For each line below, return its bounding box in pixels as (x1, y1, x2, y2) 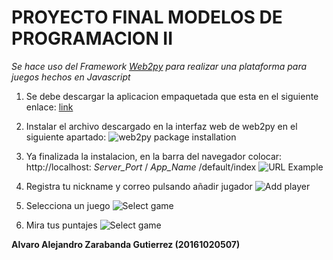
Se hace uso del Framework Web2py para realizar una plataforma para (11, 60, 308, 72)
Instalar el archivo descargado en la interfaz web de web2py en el (25, 120, 298, 132)
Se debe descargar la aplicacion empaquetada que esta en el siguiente (25, 90, 319, 102)
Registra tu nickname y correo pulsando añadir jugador (25, 180, 253, 192)
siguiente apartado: (25, 131, 107, 143)
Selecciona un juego (25, 199, 111, 211)
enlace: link (25, 101, 74, 113)
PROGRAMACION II (11, 27, 174, 50)
